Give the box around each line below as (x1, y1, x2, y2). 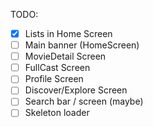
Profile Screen (24, 73, 84, 85)
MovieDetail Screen (24, 50, 107, 63)
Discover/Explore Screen (24, 84, 128, 96)
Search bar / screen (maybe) (24, 95, 144, 108)
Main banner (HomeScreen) (24, 39, 140, 51)
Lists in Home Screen (24, 28, 113, 39)
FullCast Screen (24, 62, 91, 74)
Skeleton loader (24, 107, 90, 119)
